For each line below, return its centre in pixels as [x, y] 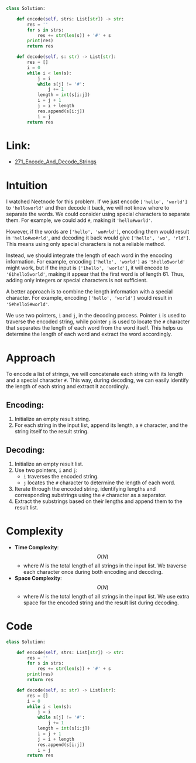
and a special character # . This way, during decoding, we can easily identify [97, 380]
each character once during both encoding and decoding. [93, 572]
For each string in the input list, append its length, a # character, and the [101, 425]
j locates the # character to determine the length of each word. [99, 483]
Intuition [27, 185]
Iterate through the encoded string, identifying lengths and [85, 488]
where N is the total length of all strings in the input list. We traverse [105, 566]
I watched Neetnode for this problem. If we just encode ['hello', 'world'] [97, 201]
